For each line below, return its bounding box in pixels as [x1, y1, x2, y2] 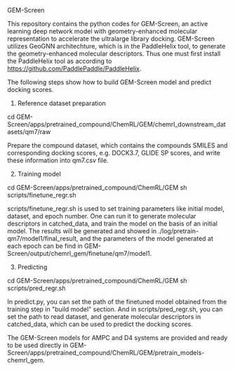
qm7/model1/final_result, [7, 235, 79, 242]
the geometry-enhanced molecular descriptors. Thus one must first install [7, 49, 221, 58]
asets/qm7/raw [7, 128, 51, 136]
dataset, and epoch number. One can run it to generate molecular [7, 212, 196, 220]
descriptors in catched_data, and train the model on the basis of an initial [7, 219, 218, 228]
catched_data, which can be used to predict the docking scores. [7, 320, 193, 328]
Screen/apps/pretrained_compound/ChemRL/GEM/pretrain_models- [7, 349, 205, 357]
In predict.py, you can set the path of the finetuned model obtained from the [7, 298, 227, 306]
